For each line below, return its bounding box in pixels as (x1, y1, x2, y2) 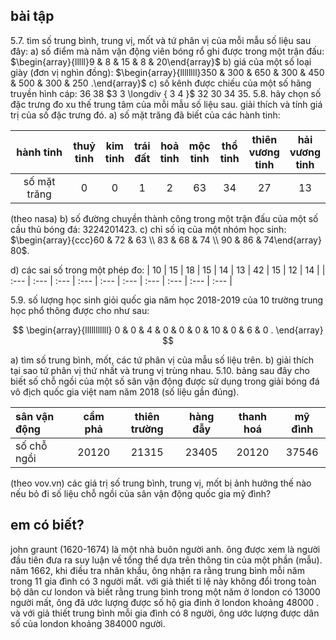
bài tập (10, 8, 55, 25)
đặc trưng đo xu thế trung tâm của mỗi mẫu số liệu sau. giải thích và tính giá (10, 98, 323, 110)
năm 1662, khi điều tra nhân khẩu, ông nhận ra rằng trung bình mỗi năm (10, 564, 305, 576)
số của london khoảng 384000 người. (10, 617, 166, 629)
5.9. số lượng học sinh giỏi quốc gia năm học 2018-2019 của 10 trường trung (10, 294, 324, 306)
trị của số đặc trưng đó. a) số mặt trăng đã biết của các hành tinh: (10, 109, 281, 121)
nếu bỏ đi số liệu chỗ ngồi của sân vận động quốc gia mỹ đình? (10, 487, 272, 499)
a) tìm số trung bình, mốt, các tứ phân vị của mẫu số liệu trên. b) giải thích (10, 354, 315, 366)
